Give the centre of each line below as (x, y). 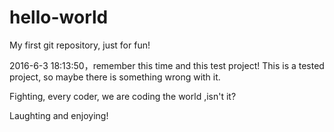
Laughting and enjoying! (59, 115)
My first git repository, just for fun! (80, 45)
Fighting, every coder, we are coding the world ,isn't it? (123, 96)
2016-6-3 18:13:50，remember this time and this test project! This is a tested (167, 65)
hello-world (59, 17)
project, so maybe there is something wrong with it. (115, 77)
